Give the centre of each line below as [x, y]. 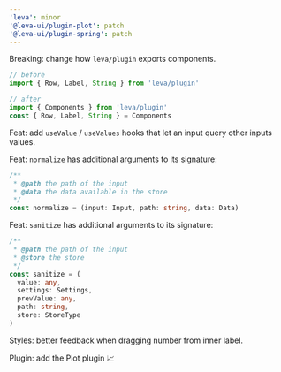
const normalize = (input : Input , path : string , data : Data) [124, 209]
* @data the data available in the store [90, 192]
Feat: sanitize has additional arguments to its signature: [111, 225]
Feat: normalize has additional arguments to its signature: [114, 159]
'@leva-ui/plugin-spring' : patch [71, 34]
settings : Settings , [55, 291]
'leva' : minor [35, 17]
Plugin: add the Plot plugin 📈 [62, 358]
